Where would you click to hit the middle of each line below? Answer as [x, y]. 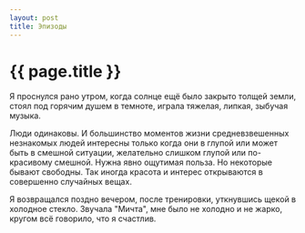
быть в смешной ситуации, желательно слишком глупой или [128, 153]
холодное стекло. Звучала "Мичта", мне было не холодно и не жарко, [146, 209]
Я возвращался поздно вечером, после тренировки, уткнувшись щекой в [153, 199]
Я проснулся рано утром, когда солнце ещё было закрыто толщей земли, [153, 96]
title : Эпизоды [38, 26]
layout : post [34, 18]
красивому [31, 162]
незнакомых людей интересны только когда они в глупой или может [143, 143]
